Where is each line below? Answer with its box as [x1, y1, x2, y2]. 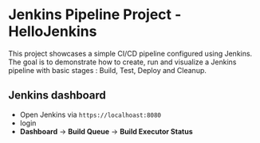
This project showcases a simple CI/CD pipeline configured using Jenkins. [8, 48, 253, 58]
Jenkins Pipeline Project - [8, 6, 182, 24]
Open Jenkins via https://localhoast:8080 [19, 110, 162, 119]
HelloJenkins [8, 22, 97, 41]
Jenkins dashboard [8, 89, 106, 102]
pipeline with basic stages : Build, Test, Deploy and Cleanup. [8, 65, 207, 75]
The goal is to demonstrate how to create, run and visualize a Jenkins [8, 57, 237, 67]
